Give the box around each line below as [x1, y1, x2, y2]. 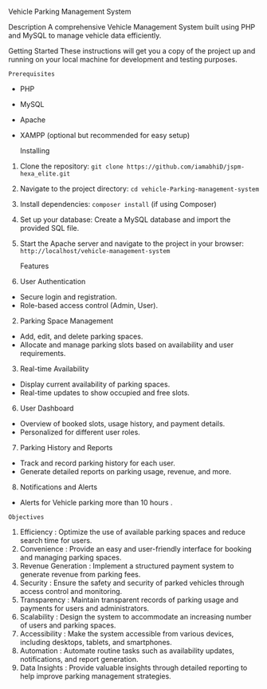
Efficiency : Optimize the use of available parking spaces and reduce [19, 527, 245, 537]
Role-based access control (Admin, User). [19, 301, 158, 310]
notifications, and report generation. [19, 655, 139, 663]
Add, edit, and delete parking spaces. [19, 331, 143, 341]
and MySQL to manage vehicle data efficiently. [8, 31, 162, 40]
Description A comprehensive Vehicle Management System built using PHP [8, 22, 256, 31]
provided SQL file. [19, 224, 80, 232]
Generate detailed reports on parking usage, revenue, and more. [19, 467, 232, 476]
